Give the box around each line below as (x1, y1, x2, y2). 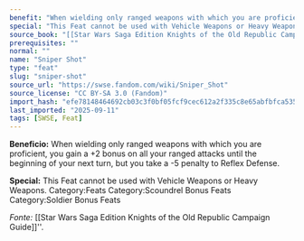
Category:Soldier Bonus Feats (9, 195, 121, 206)
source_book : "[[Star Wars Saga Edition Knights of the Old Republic (9, 30, 278, 39)
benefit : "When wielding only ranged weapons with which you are (9, 13, 261, 23)
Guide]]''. (9, 222, 44, 233)
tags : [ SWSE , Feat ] (9, 114, 83, 123)
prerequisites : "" (9, 38, 79, 48)
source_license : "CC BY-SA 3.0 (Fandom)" (9, 88, 168, 97)
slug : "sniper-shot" (9, 72, 88, 81)
